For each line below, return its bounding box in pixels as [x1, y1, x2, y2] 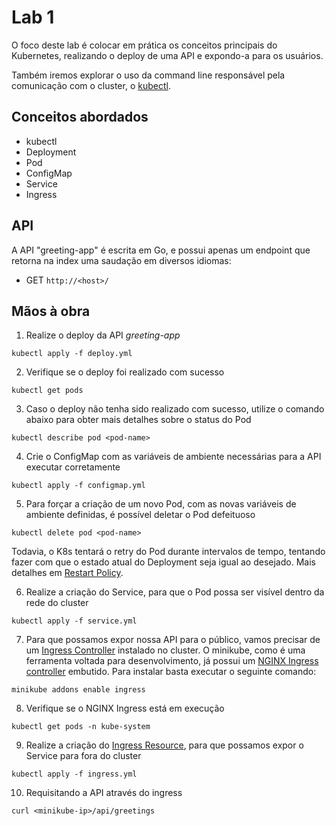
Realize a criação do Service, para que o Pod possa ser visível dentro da [25, 586, 325, 598]
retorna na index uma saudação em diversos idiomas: [11, 254, 232, 266]
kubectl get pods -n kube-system [11, 722, 151, 732]
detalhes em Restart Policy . [11, 567, 124, 579]
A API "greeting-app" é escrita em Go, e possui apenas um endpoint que [11, 244, 311, 256]
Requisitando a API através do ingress [25, 787, 183, 799]
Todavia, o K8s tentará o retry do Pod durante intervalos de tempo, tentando [11, 546, 326, 558]
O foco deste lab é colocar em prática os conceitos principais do [11, 39, 278, 51]
